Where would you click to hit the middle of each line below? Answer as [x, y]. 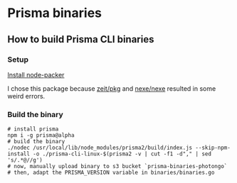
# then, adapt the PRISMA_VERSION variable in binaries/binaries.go [111, 173]
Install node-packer [36, 74]
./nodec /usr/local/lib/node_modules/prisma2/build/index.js [100, 148]
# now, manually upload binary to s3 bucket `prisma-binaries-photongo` [117, 167]
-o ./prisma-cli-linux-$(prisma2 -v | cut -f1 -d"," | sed [122, 154]
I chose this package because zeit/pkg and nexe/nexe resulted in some [112, 88]
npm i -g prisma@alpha [41, 135]
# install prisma [33, 129]
